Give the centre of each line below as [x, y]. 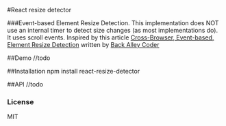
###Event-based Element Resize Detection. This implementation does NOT [113, 23]
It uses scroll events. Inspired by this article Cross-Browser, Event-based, [111, 37]
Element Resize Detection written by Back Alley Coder [83, 45]
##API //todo [25, 84]
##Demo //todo [29, 58]
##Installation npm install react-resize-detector [74, 71]
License [21, 101]
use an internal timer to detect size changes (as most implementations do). [112, 30]
